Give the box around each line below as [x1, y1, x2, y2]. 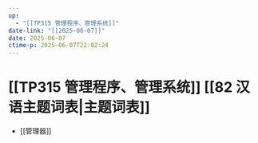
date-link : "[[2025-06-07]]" [8, 26, 105, 34]
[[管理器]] [19, 126, 52, 136]
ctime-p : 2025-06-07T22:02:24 [8, 42, 109, 50]
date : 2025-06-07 [8, 34, 66, 42]
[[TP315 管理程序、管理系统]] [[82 [8, 78, 233, 97]
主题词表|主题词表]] [22, 98, 150, 117]
